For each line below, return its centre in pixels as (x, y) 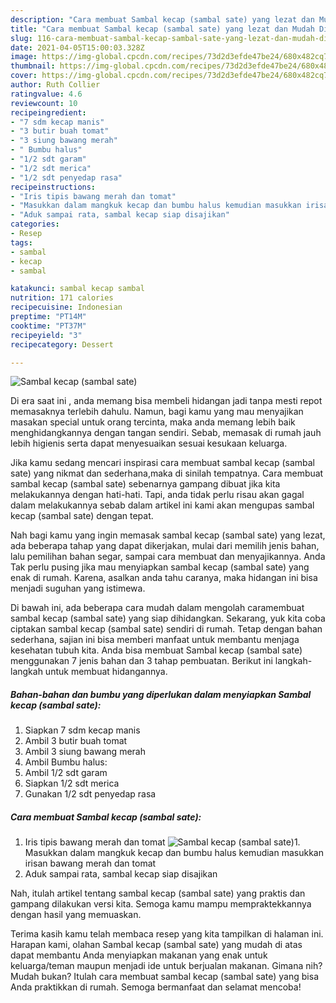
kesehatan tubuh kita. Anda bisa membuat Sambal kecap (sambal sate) (156, 650)
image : (24, 57)
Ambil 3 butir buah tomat (76, 741)
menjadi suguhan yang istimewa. (78, 588)
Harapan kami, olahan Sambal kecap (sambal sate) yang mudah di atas (156, 945)
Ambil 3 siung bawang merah (85, 752)
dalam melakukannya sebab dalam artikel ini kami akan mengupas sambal (162, 505)
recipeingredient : (48, 112)
